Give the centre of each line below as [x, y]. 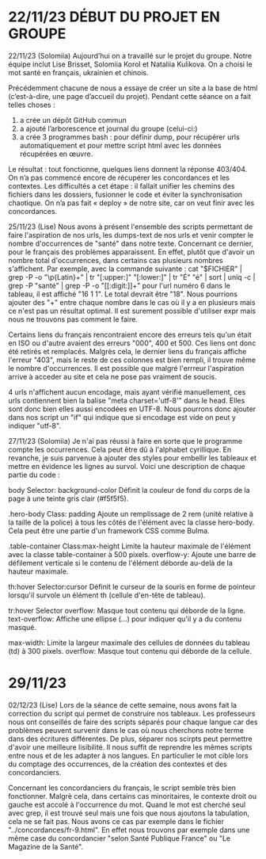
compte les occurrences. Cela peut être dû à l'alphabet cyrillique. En [120, 449]
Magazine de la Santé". [46, 846]
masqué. [23, 627]
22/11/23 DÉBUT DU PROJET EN [114, 17]
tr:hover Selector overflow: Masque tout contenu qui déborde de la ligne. [127, 610]
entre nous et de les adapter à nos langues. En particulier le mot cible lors [128, 755]
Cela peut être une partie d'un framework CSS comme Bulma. [109, 530]
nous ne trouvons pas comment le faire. [73, 319]
